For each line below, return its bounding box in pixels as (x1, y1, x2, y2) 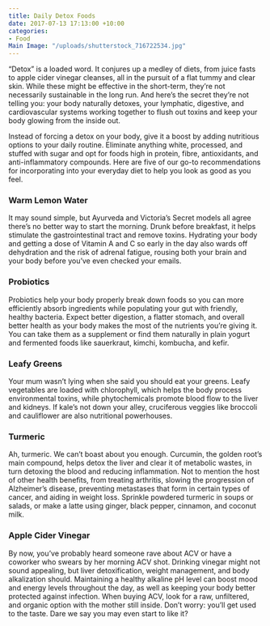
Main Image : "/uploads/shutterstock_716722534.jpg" (8, 42, 186, 50)
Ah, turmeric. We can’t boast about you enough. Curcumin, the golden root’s (8, 449, 263, 459)
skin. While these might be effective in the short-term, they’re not (8, 82, 226, 92)
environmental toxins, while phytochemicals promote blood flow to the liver (8, 394, 259, 403)
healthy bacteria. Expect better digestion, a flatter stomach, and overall (8, 312, 245, 322)
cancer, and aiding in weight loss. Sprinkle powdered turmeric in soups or (8, 492, 254, 502)
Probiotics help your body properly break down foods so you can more (8, 295, 244, 304)
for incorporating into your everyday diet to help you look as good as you (8, 166, 251, 176)
